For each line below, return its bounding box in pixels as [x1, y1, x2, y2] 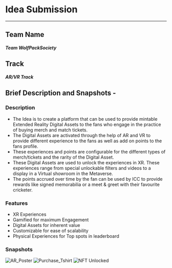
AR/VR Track [5, 73, 34, 80]
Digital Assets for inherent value [12, 222, 80, 228]
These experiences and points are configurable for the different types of [12, 148, 166, 155]
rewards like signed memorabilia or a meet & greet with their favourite [12, 181, 160, 187]
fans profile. [12, 143, 38, 149]
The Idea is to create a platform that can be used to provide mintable [12, 116, 158, 122]
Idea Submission [5, 4, 78, 15]
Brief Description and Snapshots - [5, 89, 116, 98]
